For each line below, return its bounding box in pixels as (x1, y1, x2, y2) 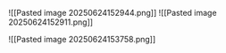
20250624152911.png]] (8, 17, 94, 27)
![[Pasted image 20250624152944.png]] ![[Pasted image (8, 8, 217, 18)
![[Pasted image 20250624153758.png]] (8, 34, 156, 44)
